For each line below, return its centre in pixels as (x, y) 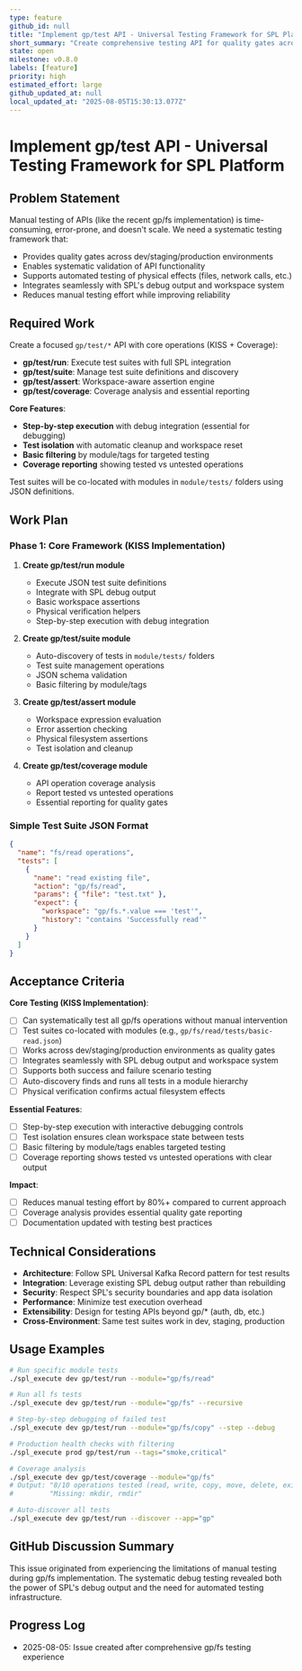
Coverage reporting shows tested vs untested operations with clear (147, 1157)
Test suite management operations (100, 665)
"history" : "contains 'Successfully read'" (124, 920)
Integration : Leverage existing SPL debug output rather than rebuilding (154, 1283)
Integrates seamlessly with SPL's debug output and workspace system (153, 286)
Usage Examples (57, 1350)
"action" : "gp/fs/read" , (80, 886)
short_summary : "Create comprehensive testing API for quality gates (142, 43)
